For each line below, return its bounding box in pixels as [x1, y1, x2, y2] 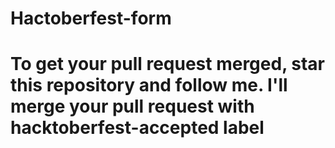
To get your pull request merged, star [10, 53, 325, 76]
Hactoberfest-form [10, 7, 172, 30]
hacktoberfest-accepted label [10, 117, 265, 139]
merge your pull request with [10, 95, 255, 118]
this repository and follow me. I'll [10, 74, 288, 97]
